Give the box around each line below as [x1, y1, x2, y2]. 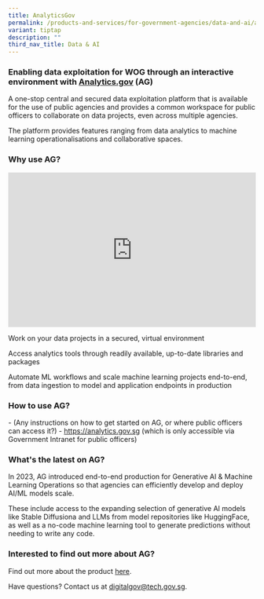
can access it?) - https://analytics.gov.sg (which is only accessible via [8, 426, 235, 436]
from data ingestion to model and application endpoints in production [8, 380, 233, 389]
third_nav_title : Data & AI [8, 41, 101, 49]
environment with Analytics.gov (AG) [8, 76, 153, 87]
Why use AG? [8, 154, 61, 165]
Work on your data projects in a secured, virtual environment [8, 333, 205, 342]
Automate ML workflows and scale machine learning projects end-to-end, [8, 372, 247, 382]
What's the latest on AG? [8, 454, 105, 465]
